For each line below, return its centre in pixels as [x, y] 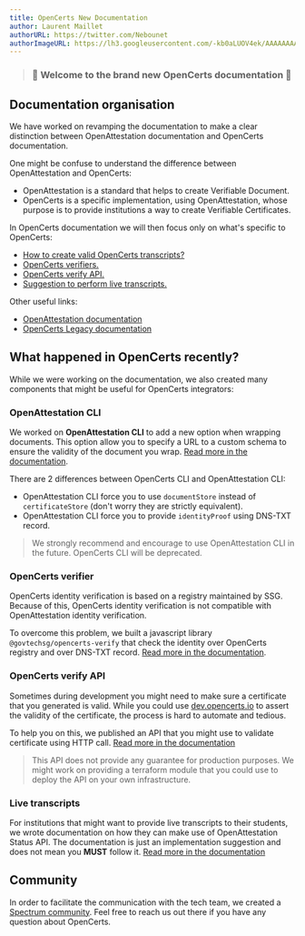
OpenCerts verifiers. [61, 264]
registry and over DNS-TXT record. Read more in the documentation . [138, 652]
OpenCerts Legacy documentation [87, 328]
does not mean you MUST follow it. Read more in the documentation [138, 851]
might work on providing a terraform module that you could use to [155, 770]
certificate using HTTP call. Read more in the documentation [123, 742]
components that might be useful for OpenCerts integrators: [122, 388]
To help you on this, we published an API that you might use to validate [142, 732]
